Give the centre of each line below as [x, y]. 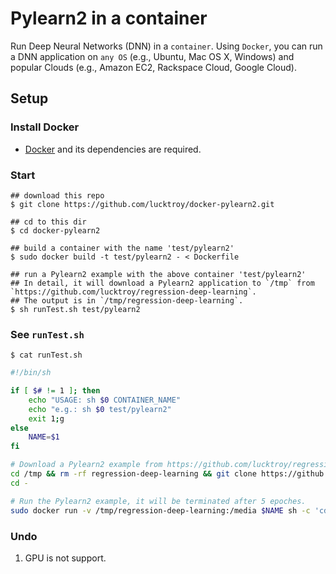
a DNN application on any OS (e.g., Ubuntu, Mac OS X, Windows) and [152, 56]
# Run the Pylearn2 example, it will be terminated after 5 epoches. [158, 501]
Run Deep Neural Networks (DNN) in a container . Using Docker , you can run [166, 46]
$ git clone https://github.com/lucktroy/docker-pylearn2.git [142, 204]
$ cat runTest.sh [46, 355]
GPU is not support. [65, 558]
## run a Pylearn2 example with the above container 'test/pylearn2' [158, 274]
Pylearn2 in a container [109, 18]
